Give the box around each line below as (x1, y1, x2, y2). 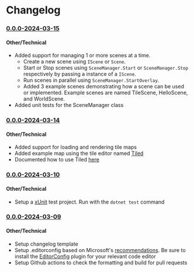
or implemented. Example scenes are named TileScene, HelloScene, (23, 89, 188, 97)
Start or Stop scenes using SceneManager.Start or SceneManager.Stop (23, 64, 189, 71)
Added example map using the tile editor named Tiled (14, 150, 144, 157)
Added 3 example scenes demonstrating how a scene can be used (23, 83, 184, 90)
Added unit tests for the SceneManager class (14, 102, 124, 109)
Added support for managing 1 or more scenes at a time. (14, 52, 151, 59)
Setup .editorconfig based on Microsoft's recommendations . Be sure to (14, 246, 186, 253)
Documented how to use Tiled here (14, 156, 99, 163)
